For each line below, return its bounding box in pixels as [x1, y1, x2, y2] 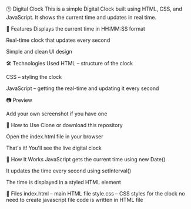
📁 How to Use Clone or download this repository [6, 122, 123, 128]
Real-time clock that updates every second [6, 37, 110, 44]
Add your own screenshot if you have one [6, 110, 108, 117]
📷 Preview [6, 97, 32, 104]
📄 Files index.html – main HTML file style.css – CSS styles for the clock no [6, 190, 185, 197]
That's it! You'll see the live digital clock [6, 144, 102, 151]
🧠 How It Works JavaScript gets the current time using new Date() [6, 156, 166, 162]
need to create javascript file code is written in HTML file [6, 197, 143, 203]
